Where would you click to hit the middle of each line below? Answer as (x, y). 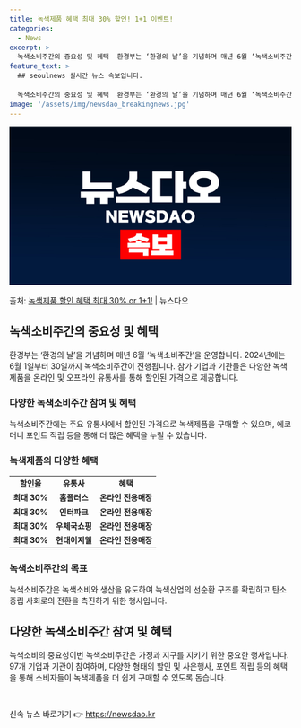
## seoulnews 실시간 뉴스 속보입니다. (80, 76)
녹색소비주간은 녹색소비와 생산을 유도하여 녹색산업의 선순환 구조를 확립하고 (140, 589)
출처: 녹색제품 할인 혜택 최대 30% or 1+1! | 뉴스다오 (99, 300)
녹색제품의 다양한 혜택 (54, 460)
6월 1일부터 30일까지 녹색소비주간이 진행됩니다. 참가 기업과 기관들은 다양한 (140, 366)
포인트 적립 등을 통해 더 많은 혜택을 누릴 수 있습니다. (116, 435)
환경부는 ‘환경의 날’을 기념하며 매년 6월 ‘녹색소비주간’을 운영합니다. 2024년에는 (147, 355)
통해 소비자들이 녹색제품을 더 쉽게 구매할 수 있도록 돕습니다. (122, 677)
